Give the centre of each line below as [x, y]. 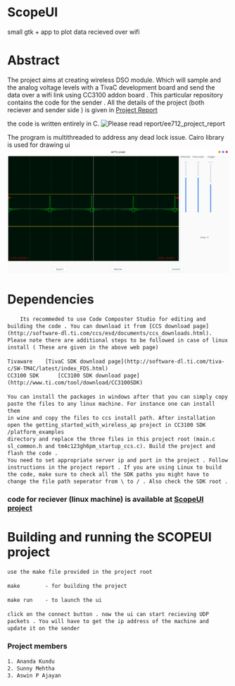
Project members [38, 646]
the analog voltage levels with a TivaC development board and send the [111, 87]
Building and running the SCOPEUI [110, 537]
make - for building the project [68, 586]
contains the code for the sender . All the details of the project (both [106, 102]
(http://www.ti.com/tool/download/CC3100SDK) [75, 383]
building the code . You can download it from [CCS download [99, 326]
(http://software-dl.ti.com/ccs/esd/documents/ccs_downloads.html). [110, 333]
